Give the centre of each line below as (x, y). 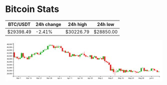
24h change (48, 24)
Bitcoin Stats (32, 9)
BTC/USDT (19, 24)
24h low (105, 24)
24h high (77, 24)
